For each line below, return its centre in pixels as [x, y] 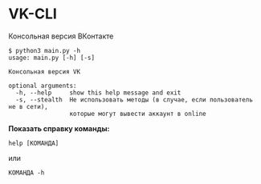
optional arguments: [43, 86]
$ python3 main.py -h [45, 50]
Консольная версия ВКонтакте [61, 36]
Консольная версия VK [45, 72]
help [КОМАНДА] [34, 143]
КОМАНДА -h [27, 173]
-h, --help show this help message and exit [98, 93]
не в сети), [28, 106]
